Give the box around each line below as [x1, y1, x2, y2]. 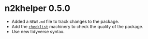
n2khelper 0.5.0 [4, 3, 71, 14]
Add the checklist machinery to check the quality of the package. [11, 23, 144, 29]
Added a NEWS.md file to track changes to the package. [11, 19, 119, 24]
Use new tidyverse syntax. [11, 29, 65, 34]
